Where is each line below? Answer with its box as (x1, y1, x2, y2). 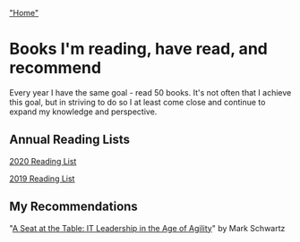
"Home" (9, 8, 39, 18)
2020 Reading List (9, 155, 77, 166)
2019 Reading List (9, 173, 75, 184)
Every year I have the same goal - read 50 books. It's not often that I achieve (9, 87, 292, 97)
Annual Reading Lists (9, 132, 131, 147)
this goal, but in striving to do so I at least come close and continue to (9, 96, 266, 107)
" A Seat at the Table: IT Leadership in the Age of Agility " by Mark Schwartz (9, 222, 286, 233)
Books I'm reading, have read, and (9, 39, 269, 59)
